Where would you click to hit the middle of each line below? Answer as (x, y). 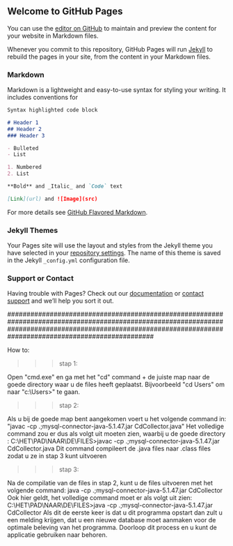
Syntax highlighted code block (53, 110)
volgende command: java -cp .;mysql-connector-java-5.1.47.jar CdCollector (115, 490)
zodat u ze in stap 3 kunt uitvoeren (57, 456)
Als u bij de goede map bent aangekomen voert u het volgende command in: (117, 419)
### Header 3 (26, 135)
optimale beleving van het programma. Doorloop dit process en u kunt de (112, 528)
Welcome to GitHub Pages (65, 12)
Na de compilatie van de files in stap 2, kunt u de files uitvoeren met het (110, 483)
